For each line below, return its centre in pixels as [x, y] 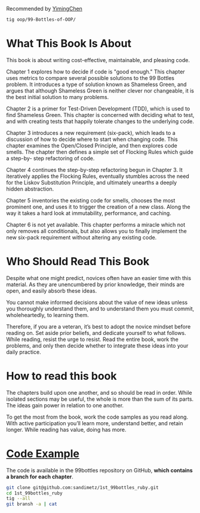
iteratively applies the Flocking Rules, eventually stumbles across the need [98, 176]
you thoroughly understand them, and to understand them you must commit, [100, 308]
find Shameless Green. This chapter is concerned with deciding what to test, [100, 115]
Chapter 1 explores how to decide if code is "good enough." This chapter [96, 72]
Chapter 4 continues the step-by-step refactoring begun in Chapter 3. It [95, 170]
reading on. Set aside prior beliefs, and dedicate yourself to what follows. [96, 333]
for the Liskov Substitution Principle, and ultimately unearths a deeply [92, 182]
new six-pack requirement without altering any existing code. [81, 237]
